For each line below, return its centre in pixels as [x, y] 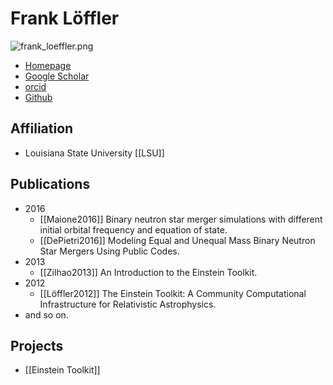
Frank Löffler [65, 18]
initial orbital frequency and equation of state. [133, 229]
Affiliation [42, 128]
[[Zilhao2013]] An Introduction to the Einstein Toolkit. [148, 272]
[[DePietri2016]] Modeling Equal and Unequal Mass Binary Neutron [177, 240]
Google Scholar [57, 76]
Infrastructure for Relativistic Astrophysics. [128, 304]
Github [38, 97]
